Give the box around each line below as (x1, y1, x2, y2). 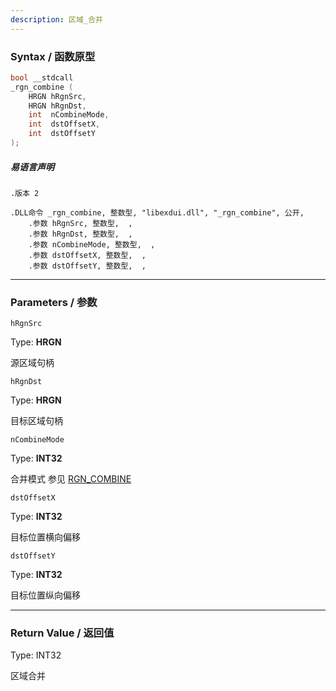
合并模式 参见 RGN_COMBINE (10, 473, 132, 485)
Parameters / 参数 (10, 295, 98, 309)
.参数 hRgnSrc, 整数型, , (28, 218, 133, 228)
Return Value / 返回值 (10, 626, 115, 640)
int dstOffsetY (28, 129, 97, 139)
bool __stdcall (10, 72, 74, 83)
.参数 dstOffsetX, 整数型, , (28, 250, 147, 260)
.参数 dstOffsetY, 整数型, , (28, 261, 147, 271)
